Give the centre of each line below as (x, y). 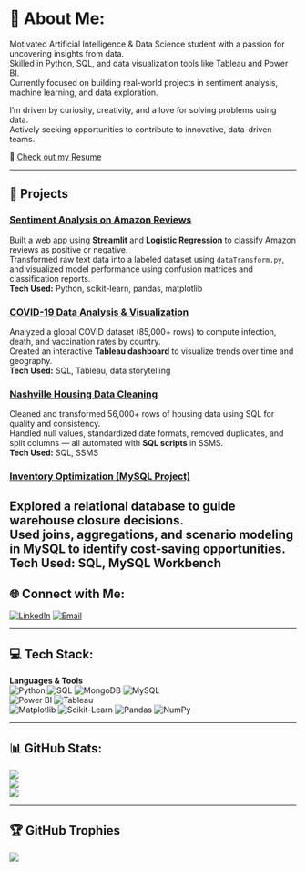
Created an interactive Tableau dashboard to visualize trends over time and (152, 351)
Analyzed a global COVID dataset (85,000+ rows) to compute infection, (143, 331)
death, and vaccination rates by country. (85, 341)
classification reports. (50, 278)
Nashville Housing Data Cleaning (84, 394)
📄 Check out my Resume (56, 156)
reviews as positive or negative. (69, 249)
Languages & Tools (46, 681)
